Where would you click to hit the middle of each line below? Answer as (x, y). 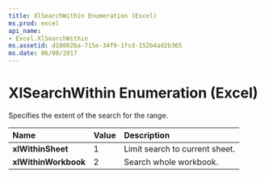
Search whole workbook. (171, 162)
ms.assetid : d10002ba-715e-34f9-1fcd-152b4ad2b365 (95, 46)
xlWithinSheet (40, 148)
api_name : (25, 31)
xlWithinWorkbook (49, 162)
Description (147, 135)
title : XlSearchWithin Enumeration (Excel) (83, 16)
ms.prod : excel (34, 23)
